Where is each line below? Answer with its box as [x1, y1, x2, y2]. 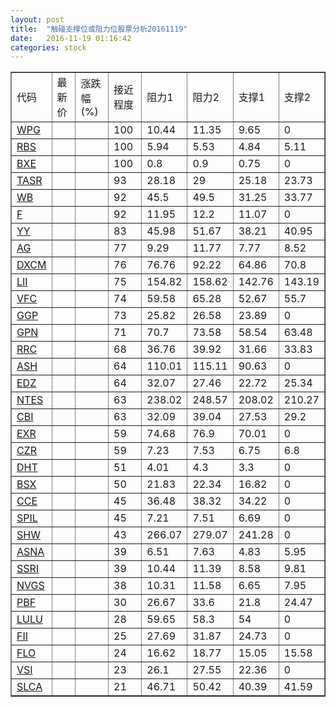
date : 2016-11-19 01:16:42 [10, 33, 132, 43]
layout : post [10, 14, 65, 25]
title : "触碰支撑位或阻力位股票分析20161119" [10, 24, 188, 34]
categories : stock [10, 42, 87, 53]
